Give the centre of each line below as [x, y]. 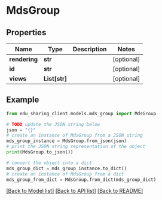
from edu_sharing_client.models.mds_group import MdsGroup [81, 113]
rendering [24, 59]
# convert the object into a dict [49, 163]
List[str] [56, 79]
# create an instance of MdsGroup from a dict [65, 174]
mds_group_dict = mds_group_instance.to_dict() [67, 168]
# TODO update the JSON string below [53, 124]
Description [90, 49]
